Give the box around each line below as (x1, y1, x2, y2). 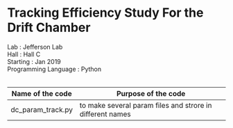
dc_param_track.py (10, 104, 73, 114)
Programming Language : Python (7, 65, 102, 73)
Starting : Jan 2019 (7, 57, 61, 65)
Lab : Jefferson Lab (7, 42, 63, 51)
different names (79, 109, 132, 119)
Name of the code (11, 88, 72, 98)
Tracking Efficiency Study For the (7, 5, 204, 21)
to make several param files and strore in (79, 100, 212, 110)
